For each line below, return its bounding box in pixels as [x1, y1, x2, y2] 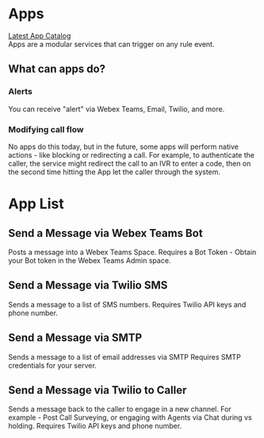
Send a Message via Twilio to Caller [8, 383, 187, 397]
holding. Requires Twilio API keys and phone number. [8, 421, 182, 431]
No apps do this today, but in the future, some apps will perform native [8, 142, 239, 151]
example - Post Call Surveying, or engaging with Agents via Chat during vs [8, 413, 252, 422]
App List [8, 195, 65, 213]
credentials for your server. [8, 360, 97, 370]
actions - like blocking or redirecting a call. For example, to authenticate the [8, 150, 255, 159]
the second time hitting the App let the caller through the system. [8, 167, 220, 177]
